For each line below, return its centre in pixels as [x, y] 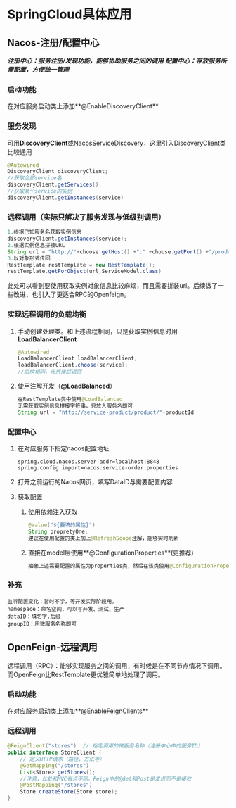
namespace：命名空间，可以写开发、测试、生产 [66, 609]
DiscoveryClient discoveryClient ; [58, 172]
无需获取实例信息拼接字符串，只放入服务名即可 [75, 405]
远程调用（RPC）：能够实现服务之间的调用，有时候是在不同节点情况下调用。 [117, 665]
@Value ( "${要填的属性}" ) [62, 525]
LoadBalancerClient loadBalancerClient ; [77, 359]
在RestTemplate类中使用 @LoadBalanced [70, 399]
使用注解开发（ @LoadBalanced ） [67, 386]
